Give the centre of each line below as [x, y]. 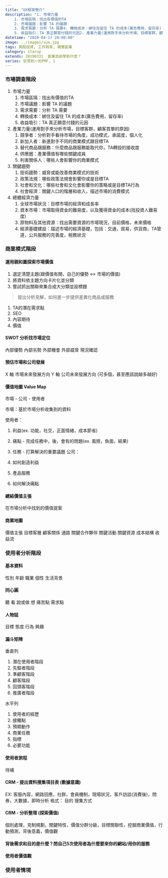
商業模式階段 [21, 249]
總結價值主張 [18, 496]
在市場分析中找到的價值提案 [34, 508]
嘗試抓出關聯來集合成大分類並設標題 [50, 286]
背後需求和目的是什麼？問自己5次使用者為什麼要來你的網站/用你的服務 [77, 844]
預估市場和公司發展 [25, 362]
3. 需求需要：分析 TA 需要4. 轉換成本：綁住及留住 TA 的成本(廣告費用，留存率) [88, 28]
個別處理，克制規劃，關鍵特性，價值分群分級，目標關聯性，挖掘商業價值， [82, 825]
